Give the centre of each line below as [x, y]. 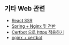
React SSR [22, 20]
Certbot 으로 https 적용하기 [38, 32]
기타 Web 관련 [25, 9]
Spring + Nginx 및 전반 [34, 26]
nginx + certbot [27, 37]
